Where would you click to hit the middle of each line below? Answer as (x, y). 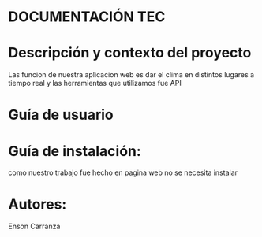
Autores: (37, 204)
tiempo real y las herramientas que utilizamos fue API (95, 83)
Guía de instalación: (75, 151)
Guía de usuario (61, 115)
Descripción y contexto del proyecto (130, 53)
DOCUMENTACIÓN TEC (87, 17)
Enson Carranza (34, 226)
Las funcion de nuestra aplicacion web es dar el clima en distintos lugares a (131, 75)
